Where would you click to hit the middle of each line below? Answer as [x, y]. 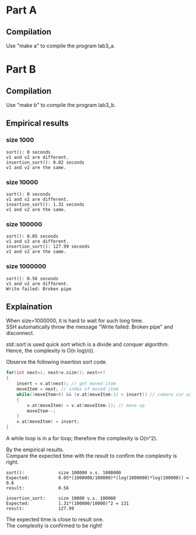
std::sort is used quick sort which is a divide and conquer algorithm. [87, 344]
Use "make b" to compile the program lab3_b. [61, 105]
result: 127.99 [40, 509]
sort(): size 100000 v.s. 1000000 [64, 473]
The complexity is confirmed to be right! [54, 526]
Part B [21, 69]
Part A [21, 10]
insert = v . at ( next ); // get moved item [66, 384]
